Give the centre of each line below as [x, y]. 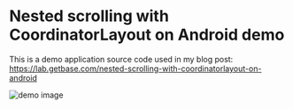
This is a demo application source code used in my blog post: [121, 59]
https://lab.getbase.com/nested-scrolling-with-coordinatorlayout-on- [135, 69]
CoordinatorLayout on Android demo [147, 35]
